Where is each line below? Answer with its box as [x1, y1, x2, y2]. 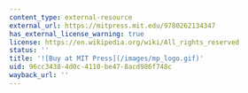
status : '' [9, 46, 50, 55]
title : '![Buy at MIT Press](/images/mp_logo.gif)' [9, 54, 204, 63]
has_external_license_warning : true [9, 29, 144, 38]
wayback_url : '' [9, 71, 69, 80]
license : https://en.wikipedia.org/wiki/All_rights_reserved [9, 37, 240, 47]
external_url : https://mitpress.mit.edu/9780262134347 [9, 21, 216, 30]
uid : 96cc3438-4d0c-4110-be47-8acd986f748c [9, 63, 173, 72]
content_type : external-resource [9, 12, 133, 22]
